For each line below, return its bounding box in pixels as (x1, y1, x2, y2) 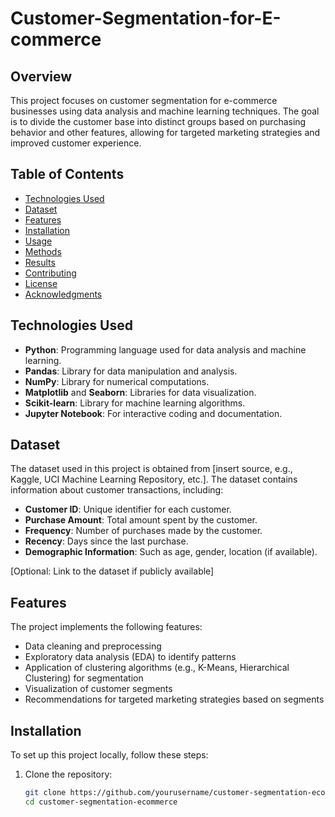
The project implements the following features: (10, 621, 203, 633)
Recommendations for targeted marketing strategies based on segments (24, 693, 325, 706)
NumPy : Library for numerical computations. (24, 375, 210, 387)
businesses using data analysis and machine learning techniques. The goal (10, 105, 320, 117)
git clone (24, 788, 67, 798)
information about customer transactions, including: (10, 484, 224, 496)
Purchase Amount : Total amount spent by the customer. (24, 514, 258, 526)
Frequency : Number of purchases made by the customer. (24, 525, 263, 537)
